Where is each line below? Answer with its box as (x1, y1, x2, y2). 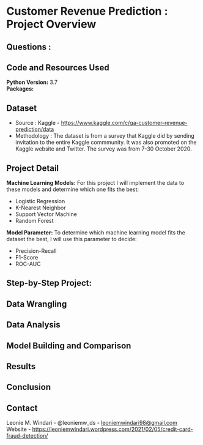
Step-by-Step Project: (6, 278, 92, 288)
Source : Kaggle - (15, 119, 60, 127)
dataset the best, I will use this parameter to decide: (6, 236, 137, 243)
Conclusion (6, 382, 51, 392)
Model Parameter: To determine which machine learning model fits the (6, 229, 185, 236)
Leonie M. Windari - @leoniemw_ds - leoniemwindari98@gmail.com (6, 419, 177, 427)
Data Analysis (6, 320, 61, 330)
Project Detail (6, 163, 59, 173)
